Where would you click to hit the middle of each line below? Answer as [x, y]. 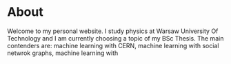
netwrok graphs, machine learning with [63, 53]
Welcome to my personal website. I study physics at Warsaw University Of [113, 31]
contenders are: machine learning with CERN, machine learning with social [113, 45]
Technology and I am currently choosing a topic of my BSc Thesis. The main [115, 38]
